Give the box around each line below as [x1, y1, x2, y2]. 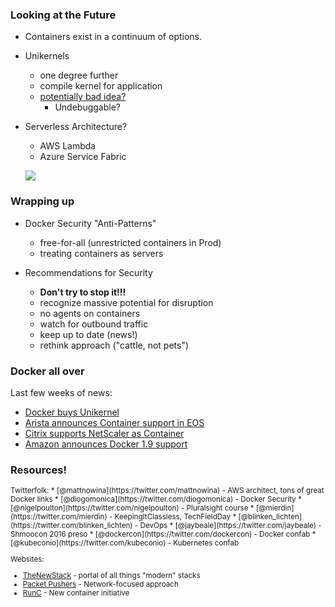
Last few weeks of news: [10, 386, 113, 398]
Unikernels [24, 50, 70, 62]
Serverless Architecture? [24, 121, 128, 133]
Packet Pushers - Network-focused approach [22, 579, 179, 589]
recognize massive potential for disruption [39, 296, 214, 308]
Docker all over [10, 364, 85, 378]
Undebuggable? [54, 101, 121, 113]
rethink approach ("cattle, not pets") [39, 339, 190, 351]
